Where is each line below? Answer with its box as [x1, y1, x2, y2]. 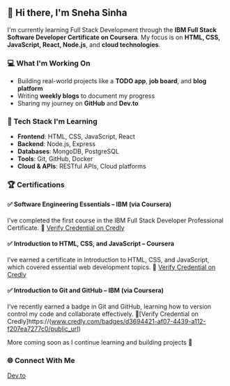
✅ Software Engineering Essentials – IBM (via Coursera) [7, 200, 172, 208]
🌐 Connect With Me [7, 355, 75, 365]
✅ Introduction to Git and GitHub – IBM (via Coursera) [7, 286, 164, 294]
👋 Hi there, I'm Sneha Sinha [7, 7, 128, 19]
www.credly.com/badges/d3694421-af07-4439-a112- [51, 317, 206, 325]
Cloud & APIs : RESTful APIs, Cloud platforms [17, 162, 146, 171]
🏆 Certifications [7, 180, 65, 190]
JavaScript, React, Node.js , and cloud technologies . [7, 40, 161, 49]
